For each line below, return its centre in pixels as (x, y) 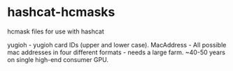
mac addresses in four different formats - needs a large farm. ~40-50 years (116, 52)
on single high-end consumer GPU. (58, 59)
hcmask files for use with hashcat (56, 31)
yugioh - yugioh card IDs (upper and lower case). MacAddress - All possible (117, 45)
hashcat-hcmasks (61, 12)
